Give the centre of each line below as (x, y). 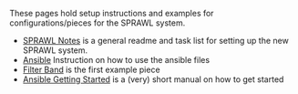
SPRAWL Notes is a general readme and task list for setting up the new (155, 41)
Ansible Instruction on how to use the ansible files (116, 60)
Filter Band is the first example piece (92, 69)
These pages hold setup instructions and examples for (112, 13)
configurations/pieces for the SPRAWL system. (98, 23)
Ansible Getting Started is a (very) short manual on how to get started (153, 79)
